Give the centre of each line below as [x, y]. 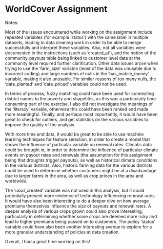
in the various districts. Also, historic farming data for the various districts [79, 165]
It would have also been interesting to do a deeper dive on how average [77, 201]
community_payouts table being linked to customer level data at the [73, 58]
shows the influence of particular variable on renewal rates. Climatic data [79, 144]
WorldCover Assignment [56, 9]
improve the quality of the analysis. [40, 124]
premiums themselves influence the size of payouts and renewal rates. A [78, 206]
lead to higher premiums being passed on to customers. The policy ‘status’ [80, 222]
